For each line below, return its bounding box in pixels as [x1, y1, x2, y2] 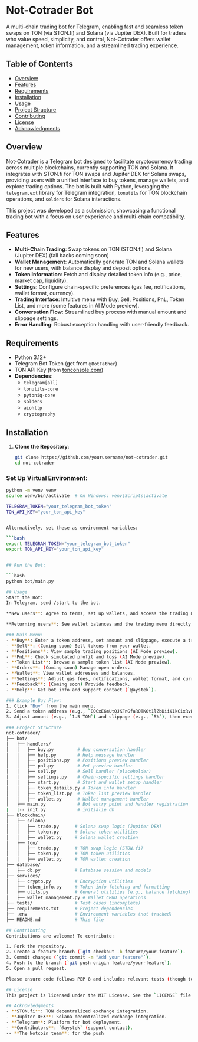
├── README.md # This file [6, 916, 104, 923]
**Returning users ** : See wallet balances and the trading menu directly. [6, 621, 194, 628]
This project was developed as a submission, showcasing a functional [6, 207, 176, 214]
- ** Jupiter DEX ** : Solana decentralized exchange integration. [6, 1014, 167, 1020]
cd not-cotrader [14, 460, 55, 466]
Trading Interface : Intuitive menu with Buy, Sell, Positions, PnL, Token [14, 296, 184, 303]
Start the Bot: [6, 595, 44, 600]
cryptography [23, 411, 56, 417]
